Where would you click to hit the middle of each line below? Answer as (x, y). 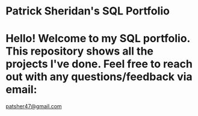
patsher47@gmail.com (34, 106)
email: (21, 90)
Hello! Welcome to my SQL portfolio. (98, 39)
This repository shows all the (80, 51)
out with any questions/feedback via (99, 77)
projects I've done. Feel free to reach (99, 64)
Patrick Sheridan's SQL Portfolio (88, 11)
